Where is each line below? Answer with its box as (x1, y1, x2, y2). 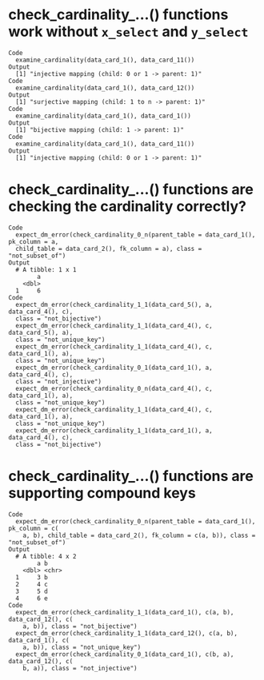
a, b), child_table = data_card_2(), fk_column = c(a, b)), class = (22, 531, 256, 539)
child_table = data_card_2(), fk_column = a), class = (15, 245, 202, 253)
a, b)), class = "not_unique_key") (22, 643, 142, 651)
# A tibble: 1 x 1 (15, 265, 78, 273)
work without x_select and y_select (8, 22, 249, 41)
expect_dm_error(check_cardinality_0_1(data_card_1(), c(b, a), (15, 650, 234, 658)
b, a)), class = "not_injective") (22, 664, 138, 672)
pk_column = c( (8, 524, 59, 532)
